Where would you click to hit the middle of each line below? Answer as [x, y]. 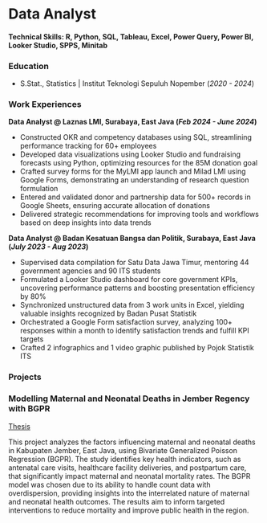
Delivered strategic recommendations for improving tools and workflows [139, 215]
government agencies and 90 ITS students [90, 271]
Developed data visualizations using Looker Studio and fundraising [130, 154]
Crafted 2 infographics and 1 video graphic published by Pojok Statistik [137, 348]
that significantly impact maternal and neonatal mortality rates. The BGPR [129, 476]
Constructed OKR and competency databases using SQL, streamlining [136, 137]
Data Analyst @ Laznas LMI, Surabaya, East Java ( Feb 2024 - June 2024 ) [133, 122]
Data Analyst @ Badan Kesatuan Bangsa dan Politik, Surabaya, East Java [132, 239]
